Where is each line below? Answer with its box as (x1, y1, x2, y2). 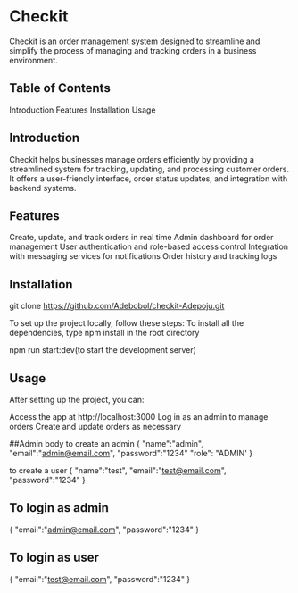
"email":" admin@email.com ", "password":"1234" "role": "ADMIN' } (9, 448, 253, 458)
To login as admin (9, 500, 110, 515)
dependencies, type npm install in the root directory (9, 328, 200, 338)
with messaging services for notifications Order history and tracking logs (9, 251, 277, 262)
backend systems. (9, 182, 77, 193)
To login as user (9, 550, 100, 565)
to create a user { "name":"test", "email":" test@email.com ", (9, 465, 227, 475)
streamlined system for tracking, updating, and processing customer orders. (9, 163, 290, 174)
